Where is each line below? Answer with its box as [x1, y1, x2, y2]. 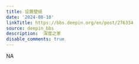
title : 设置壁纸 [6, 8, 43, 15]
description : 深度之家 [6, 31, 61, 37]
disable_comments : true [6, 36, 65, 42]
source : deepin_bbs [6, 25, 54, 31]
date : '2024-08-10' [6, 14, 54, 20]
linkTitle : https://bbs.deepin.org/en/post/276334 [6, 20, 134, 25]
